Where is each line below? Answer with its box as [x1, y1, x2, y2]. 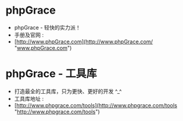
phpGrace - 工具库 [5, 67, 97, 81]
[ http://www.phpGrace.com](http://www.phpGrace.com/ [14, 38, 153, 45]
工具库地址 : [14, 95, 44, 102]
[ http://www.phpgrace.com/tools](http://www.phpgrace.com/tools [14, 101, 178, 109]
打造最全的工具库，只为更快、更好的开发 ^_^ [14, 87, 122, 95]
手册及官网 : [14, 31, 44, 39]
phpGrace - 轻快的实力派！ [14, 24, 81, 31]
